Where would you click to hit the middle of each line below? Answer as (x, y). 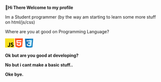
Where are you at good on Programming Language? (57, 31)
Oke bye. (14, 74)
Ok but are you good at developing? (42, 55)
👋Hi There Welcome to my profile (39, 8)
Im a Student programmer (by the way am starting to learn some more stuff (80, 17)
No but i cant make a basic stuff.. (39, 65)
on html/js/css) (20, 22)
